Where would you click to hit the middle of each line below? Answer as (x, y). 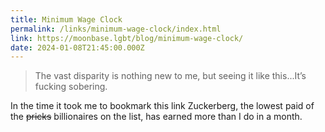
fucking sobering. (71, 87)
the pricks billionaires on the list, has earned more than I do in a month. (156, 117)
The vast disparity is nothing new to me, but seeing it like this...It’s (170, 76)
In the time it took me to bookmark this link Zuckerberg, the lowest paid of (162, 106)
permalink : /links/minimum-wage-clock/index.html (116, 29)
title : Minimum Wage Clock (66, 19)
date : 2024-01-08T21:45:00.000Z (77, 47)
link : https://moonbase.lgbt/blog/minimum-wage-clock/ (127, 38)
